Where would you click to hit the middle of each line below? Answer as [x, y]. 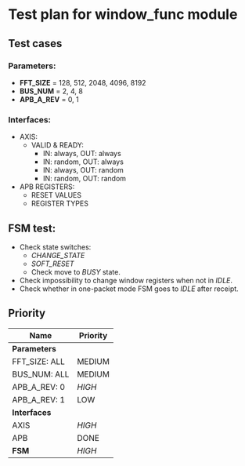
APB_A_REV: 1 [38, 399]
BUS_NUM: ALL [41, 374]
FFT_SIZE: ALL [38, 361]
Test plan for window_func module [123, 15]
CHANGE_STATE [58, 255]
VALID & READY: [58, 145]
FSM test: [32, 228]
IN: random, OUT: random [85, 179]
